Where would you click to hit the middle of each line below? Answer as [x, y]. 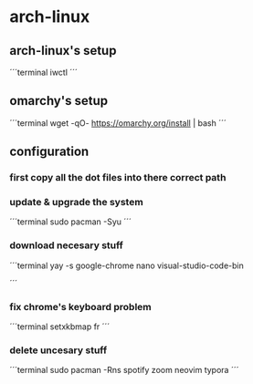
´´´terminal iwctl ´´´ [43, 72]
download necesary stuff [66, 245]
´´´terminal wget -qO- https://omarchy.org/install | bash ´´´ [118, 123]
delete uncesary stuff [58, 350]
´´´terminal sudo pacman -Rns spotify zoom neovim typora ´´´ [124, 370]
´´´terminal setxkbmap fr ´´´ [60, 327]
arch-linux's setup [63, 51]
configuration [49, 152]
